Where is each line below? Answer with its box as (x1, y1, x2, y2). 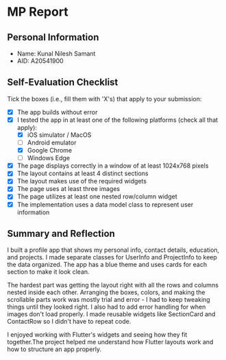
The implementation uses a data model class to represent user (16, 200, 194, 209)
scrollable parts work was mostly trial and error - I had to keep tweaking (7, 296, 210, 304)
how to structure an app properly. (7, 345, 102, 353)
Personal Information (7, 31, 99, 43)
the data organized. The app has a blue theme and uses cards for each (7, 261, 208, 269)
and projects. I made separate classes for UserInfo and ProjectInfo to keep (7, 253, 218, 261)
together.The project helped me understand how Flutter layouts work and (7, 338, 214, 346)
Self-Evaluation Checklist (7, 77, 118, 88)
